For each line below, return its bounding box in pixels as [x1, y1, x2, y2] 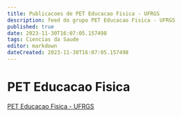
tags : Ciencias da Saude [7, 36, 79, 43]
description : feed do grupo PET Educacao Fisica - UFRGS [7, 17, 176, 24]
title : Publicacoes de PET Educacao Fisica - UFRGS [7, 10, 160, 17]
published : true [7, 23, 54, 30]
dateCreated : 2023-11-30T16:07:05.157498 [7, 49, 129, 56]
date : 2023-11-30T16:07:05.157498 [7, 29, 108, 37]
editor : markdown [7, 42, 58, 49]
